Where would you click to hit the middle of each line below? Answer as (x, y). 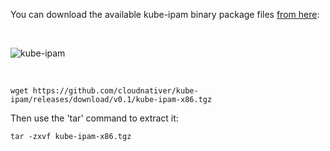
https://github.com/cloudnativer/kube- (115, 91)
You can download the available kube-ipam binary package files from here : (165, 14)
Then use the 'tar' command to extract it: (94, 118)
